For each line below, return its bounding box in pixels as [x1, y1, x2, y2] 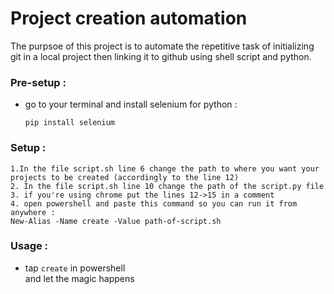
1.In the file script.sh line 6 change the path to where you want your [10, 163, 320, 174]
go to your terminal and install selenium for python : [24, 98, 238, 111]
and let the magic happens [24, 272, 135, 284]
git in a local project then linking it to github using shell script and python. [10, 50, 312, 62]
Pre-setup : [10, 75, 67, 89]
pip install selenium [24, 118, 115, 128]
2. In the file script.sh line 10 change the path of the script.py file [10, 181, 325, 191]
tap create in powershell [24, 262, 126, 274]
